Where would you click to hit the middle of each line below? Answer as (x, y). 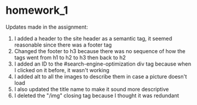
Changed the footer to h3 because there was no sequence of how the (100, 51)
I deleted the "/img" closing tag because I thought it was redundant (96, 95)
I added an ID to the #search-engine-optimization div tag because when (103, 64)
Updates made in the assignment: (47, 27)
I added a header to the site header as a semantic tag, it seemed (93, 38)
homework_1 (37, 10)
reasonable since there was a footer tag (63, 45)
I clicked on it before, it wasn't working (62, 70)
